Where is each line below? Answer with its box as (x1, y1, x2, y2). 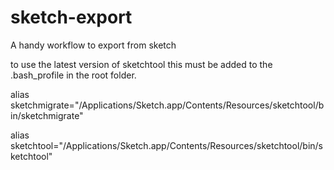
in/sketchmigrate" (10, 109, 84, 121)
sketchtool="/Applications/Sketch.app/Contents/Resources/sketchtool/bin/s (10, 139, 324, 151)
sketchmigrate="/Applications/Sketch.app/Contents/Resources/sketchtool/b (10, 99, 325, 111)
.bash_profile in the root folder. (10, 69, 137, 81)
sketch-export (10, 6, 133, 29)
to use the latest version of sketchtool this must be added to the (10, 58, 273, 70)
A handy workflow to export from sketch (10, 39, 177, 51)
